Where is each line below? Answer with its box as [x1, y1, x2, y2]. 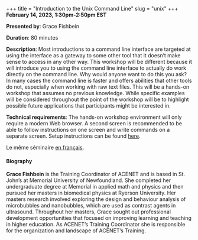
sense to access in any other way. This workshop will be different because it [6, 59, 192, 65]
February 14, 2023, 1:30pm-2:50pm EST [6, 11, 107, 18]
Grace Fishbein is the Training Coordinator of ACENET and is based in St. [6, 171, 185, 178]
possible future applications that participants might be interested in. [6, 102, 171, 109]
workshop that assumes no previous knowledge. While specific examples [6, 90, 185, 96]
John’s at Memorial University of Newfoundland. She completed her [6, 177, 171, 184]
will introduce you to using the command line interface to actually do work [6, 64, 187, 72]
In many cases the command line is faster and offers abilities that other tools [6, 77, 192, 84]
